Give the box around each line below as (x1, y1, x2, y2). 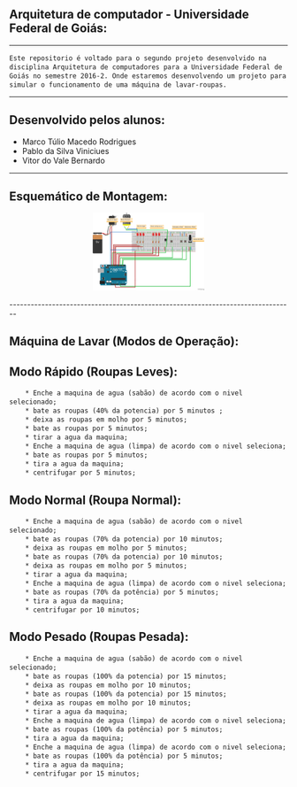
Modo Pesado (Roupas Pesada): (9, 629, 189, 644)
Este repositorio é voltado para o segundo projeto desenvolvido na (9, 53, 267, 63)
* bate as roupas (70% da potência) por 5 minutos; (25, 588, 219, 597)
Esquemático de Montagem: (9, 189, 168, 204)
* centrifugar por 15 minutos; (25, 769, 141, 778)
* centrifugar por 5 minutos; (25, 468, 137, 477)
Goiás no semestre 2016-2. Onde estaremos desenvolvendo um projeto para (9, 71, 287, 81)
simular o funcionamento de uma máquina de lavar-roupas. (9, 80, 227, 89)
